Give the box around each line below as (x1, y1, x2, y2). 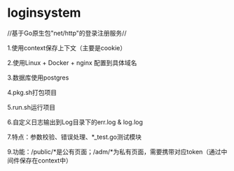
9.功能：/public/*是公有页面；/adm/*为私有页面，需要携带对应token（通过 (7, 147, 222, 156)
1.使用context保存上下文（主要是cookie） (7, 43, 127, 52)
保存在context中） (19, 156, 72, 165)
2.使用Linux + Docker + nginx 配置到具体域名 (7, 58, 137, 67)
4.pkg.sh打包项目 (7, 88, 57, 96)
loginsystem (7, 5, 81, 21)
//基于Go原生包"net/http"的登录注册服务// (7, 29, 127, 37)
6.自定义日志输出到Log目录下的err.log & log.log (7, 117, 144, 126)
